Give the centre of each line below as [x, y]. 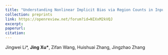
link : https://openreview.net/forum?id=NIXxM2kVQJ [59, 19]
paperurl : [15, 28]
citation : [15, 33]
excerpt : [14, 24]
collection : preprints [29, 14]
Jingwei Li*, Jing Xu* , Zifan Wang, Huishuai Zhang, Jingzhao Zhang [75, 47]
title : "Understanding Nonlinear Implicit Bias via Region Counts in [79, 10]
